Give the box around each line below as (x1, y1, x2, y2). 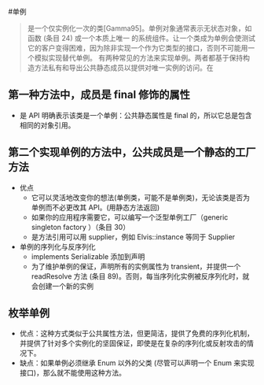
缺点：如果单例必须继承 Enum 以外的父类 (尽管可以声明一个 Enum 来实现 (19, 358, 255, 368)
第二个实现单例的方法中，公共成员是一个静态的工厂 (8, 146, 256, 159)
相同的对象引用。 (19, 120, 75, 130)
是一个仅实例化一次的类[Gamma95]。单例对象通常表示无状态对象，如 (27, 24, 252, 33)
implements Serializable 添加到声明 (31, 251, 145, 261)
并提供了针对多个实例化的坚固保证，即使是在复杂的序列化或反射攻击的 (19, 339, 247, 348)
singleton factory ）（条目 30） (31, 222, 130, 231)
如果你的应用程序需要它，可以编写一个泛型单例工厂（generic (31, 212, 229, 222)
